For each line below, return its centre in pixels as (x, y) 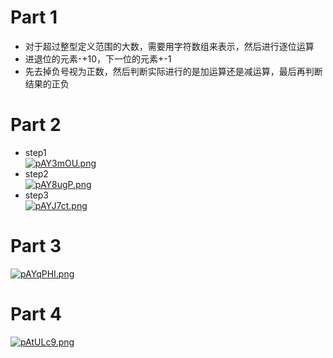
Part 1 (34, 17)
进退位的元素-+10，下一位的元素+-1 (98, 58)
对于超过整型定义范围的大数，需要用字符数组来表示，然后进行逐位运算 (169, 46)
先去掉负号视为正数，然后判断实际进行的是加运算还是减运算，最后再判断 (173, 71)
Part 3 (36, 246)
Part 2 (36, 125)
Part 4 (36, 314)
